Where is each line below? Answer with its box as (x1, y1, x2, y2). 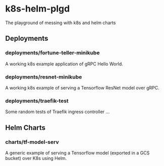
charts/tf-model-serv (5, 138, 59, 145)
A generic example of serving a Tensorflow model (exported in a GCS (5, 149, 150, 156)
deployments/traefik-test (5, 97, 69, 104)
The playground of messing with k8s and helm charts (5, 20, 116, 26)
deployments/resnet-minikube (5, 73, 82, 80)
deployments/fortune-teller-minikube (5, 49, 100, 56)
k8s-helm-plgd (5, 3, 70, 15)
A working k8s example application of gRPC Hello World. (5, 61, 124, 67)
